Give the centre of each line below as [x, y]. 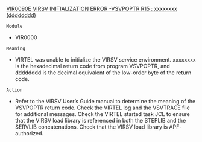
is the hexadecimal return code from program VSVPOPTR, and [92, 66]
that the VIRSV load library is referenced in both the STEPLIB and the [100, 121]
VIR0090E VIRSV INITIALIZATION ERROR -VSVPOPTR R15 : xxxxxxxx [92, 9]
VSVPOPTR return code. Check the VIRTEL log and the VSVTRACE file [102, 108]
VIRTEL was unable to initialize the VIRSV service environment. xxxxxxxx [105, 60]
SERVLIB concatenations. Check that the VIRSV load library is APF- [98, 127]
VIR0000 [26, 37]
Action [14, 90]
